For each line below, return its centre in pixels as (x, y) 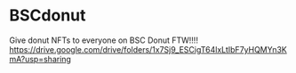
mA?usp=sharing (40, 59)
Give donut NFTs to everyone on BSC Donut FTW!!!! (104, 40)
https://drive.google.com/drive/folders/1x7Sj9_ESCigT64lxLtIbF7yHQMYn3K (148, 49)
